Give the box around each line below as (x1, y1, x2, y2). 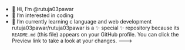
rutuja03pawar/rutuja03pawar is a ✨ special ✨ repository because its (11, 24, 180, 31)
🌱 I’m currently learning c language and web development (11, 18, 152, 25)
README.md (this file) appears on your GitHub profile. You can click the (11, 31, 179, 38)
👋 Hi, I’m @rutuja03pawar (11, 6, 74, 12)
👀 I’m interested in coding (11, 12, 74, 19)
